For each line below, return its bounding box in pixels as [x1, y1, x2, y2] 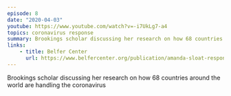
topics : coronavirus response [7, 29, 94, 36]
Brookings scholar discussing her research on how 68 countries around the [7, 73, 221, 82]
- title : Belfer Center [19, 49, 88, 56]
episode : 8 [7, 10, 38, 17]
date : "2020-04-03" [7, 16, 63, 23]
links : [7, 42, 26, 49]
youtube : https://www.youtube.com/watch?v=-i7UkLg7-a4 [7, 23, 168, 29]
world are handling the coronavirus [7, 80, 107, 89]
